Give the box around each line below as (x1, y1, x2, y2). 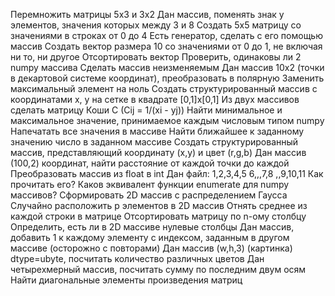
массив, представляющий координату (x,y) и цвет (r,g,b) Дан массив (10, 147, 307, 158)
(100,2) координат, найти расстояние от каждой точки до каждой (10, 157, 290, 169)
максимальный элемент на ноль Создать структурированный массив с (10, 83, 318, 94)
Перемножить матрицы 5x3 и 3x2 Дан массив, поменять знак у (10, 9, 285, 20)
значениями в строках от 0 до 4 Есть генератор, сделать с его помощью (10, 30, 323, 41)
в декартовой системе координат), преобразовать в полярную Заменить (10, 72, 325, 84)
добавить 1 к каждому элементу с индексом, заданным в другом (10, 232, 290, 243)
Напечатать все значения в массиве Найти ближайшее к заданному (10, 125, 305, 137)
